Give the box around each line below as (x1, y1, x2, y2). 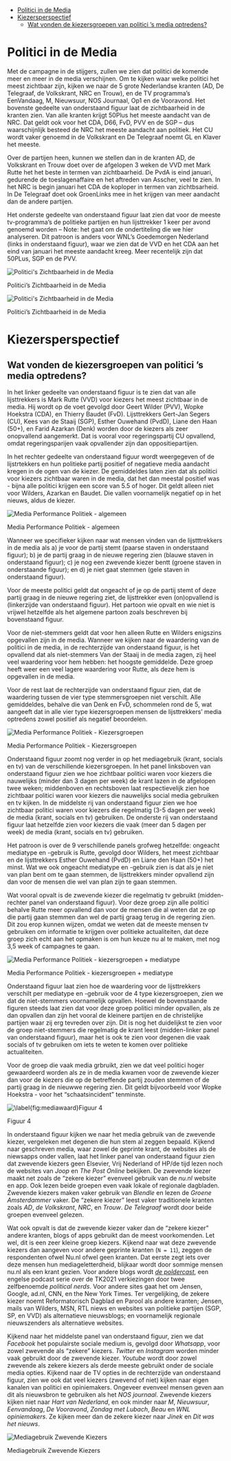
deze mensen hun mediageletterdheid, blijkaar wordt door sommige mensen (7, 1260, 223, 1269)
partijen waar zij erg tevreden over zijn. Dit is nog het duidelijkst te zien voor (7, 1018, 222, 1027)
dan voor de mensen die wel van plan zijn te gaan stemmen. (7, 878, 177, 886)
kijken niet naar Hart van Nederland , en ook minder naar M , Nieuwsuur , (7, 1398, 210, 1406)
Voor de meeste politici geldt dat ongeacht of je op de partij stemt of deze (7, 585, 217, 594)
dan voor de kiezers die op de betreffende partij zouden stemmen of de (7, 1075, 210, 1084)
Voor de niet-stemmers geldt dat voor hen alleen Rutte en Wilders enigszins (7, 628, 222, 636)
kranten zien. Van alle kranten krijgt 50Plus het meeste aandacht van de (7, 111, 211, 119)
